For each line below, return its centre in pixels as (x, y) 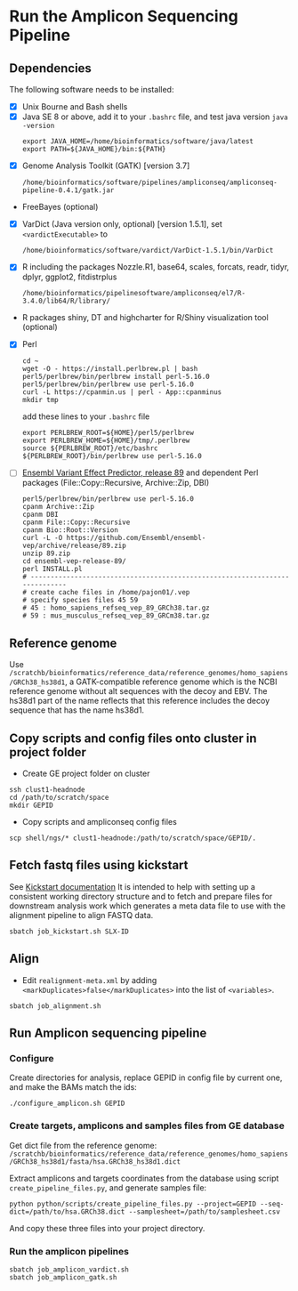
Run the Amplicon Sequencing (124, 16)
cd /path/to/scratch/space (59, 798)
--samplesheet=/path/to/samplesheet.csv (204, 1212)
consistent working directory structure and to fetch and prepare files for (141, 896)
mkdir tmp (40, 400)
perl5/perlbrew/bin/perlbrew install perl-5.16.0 (116, 377)
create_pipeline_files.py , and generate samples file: (108, 1187)
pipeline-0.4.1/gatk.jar (68, 190)
